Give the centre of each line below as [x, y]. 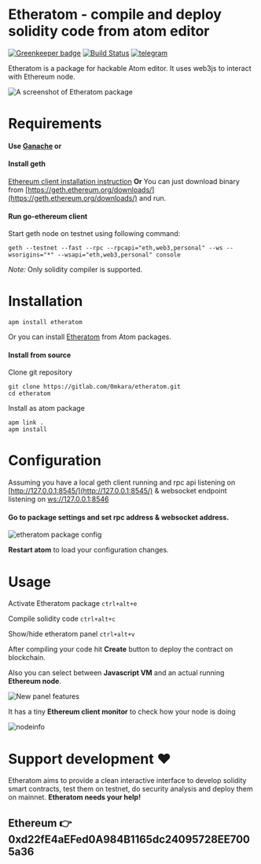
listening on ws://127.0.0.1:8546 [59, 499]
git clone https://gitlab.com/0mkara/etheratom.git [94, 387]
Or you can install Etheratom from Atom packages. [90, 337]
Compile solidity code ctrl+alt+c [62, 618]
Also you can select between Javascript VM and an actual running [116, 673]
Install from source [40, 355]
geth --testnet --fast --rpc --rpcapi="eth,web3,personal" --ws [116, 248]
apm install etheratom [45, 323]
